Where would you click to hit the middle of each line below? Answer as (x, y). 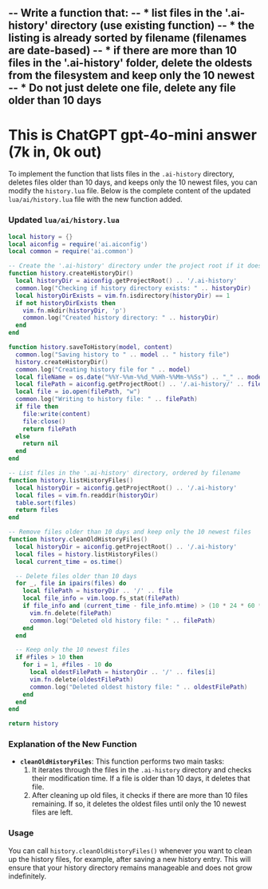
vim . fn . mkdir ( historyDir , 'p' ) (75, 311)
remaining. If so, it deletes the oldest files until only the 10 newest (139, 804)
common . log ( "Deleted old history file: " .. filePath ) (122, 621)
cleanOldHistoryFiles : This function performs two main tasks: (122, 761)
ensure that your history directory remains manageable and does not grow (130, 867)
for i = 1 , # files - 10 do (67, 665)
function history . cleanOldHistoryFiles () (78, 539)
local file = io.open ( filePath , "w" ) (78, 392)
